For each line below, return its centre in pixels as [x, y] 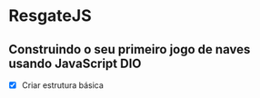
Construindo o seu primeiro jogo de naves [130, 49]
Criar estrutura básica [62, 85]
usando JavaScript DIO [75, 63]
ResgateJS [50, 16]
